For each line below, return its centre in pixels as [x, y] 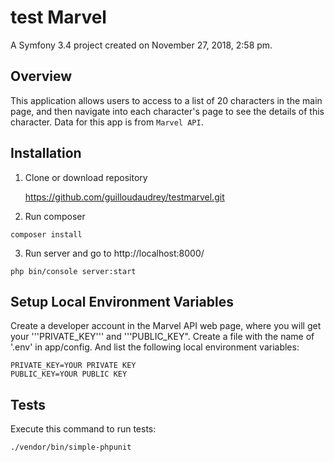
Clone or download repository [86, 177]
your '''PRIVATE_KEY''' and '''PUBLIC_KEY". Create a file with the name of [162, 337]
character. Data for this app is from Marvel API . [107, 122]
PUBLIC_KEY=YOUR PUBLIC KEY [69, 374]
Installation [46, 153]
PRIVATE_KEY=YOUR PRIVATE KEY [73, 366]
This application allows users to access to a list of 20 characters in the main [166, 100]
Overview [41, 76]
